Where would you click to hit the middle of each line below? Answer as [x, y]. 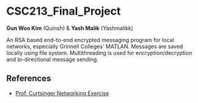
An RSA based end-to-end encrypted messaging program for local [90, 40]
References [29, 78]
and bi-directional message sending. [53, 59]
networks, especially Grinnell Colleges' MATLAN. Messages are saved [95, 46]
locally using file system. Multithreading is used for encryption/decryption [99, 52]
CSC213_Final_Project [64, 11]
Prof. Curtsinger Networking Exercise [62, 93]
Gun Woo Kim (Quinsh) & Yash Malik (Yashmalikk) [70, 28]
